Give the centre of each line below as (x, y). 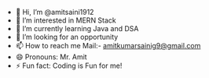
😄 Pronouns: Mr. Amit (51, 57)
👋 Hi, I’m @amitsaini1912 (55, 12)
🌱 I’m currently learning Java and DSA (77, 28)
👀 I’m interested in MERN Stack (66, 20)
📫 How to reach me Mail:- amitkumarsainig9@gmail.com (108, 46)
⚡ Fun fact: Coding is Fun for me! (69, 66)
